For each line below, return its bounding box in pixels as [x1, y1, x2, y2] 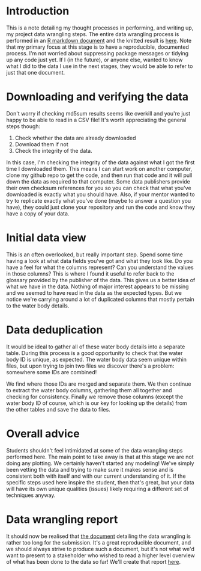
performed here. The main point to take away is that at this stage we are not [6, 453, 194, 460]
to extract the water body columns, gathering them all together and [6, 386, 172, 394]
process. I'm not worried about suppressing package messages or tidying [6, 49, 189, 57]
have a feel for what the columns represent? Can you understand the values [6, 264, 194, 271]
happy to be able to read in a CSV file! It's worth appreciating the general [6, 116, 187, 123]
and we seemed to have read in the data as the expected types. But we [6, 289, 182, 296]
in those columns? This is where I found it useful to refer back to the [6, 270, 175, 277]
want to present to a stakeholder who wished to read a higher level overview [6, 552, 195, 559]
